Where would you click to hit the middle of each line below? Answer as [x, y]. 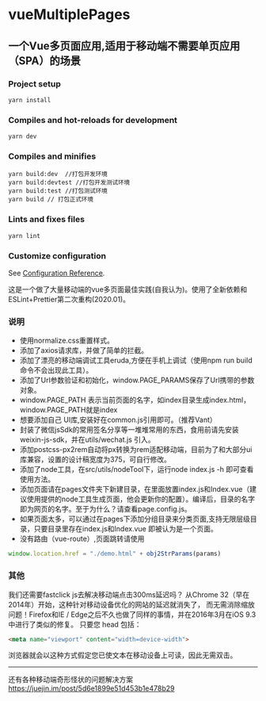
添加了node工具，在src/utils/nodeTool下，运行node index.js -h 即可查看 [137, 469]
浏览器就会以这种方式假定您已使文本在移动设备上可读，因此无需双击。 [123, 655]
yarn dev [23, 136]
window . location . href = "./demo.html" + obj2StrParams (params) [115, 554]
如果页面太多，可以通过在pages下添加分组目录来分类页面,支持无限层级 [135, 519]
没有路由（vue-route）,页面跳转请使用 [82, 539]
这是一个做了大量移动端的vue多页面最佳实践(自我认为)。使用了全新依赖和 [128, 289]
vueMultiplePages [69, 15]
